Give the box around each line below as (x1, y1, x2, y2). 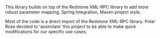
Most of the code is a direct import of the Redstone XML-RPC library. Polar (5, 19, 156, 24)
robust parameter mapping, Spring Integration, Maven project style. (5, 9, 141, 15)
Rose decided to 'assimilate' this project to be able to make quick (5, 24, 136, 29)
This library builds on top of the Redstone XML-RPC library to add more (5, 4, 149, 10)
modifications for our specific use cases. (5, 29, 88, 34)
